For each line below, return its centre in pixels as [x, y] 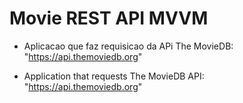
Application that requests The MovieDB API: [114, 76]
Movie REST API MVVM [109, 18]
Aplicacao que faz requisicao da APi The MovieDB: [128, 46]
